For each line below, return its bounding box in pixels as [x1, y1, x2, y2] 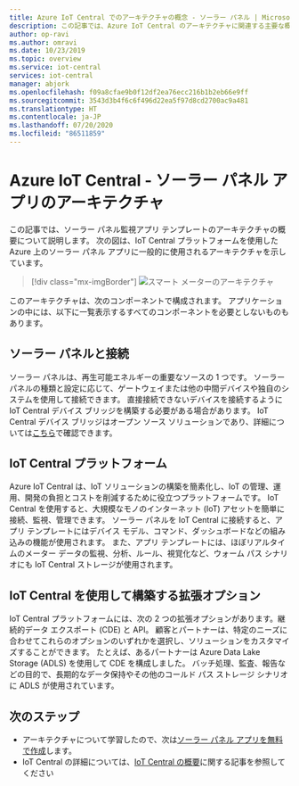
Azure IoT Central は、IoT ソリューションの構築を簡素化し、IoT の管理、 [9, 481, 274, 492]
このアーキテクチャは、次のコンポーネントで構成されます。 [9, 295, 227, 306]
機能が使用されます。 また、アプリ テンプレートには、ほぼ [32, 537, 247, 548]
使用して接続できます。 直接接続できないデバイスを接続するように [39, 393, 283, 404]
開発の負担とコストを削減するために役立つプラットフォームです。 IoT [24, 492, 279, 503]
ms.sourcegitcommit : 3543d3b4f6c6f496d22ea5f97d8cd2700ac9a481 [9, 95, 249, 105]
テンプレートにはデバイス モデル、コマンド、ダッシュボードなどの [26, 525, 271, 536]
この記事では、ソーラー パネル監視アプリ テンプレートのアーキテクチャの [9, 224, 279, 235]
